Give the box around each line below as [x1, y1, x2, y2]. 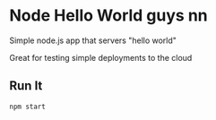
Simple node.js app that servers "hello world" [9, 35, 177, 46]
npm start [9, 102, 47, 111]
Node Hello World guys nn [9, 5, 208, 26]
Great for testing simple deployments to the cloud [9, 52, 193, 63]
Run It [9, 78, 43, 94]
